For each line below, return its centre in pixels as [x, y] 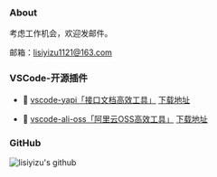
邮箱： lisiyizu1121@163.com [61, 52]
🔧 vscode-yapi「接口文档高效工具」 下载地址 [106, 99]
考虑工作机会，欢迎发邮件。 [61, 33]
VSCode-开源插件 [49, 79]
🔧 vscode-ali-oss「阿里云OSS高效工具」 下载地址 [115, 118]
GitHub [25, 143]
